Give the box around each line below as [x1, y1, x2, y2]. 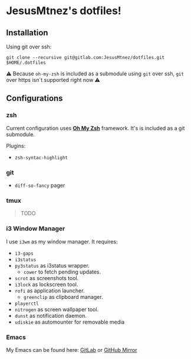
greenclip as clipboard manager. [23, 293, 103, 300]
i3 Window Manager [6, 225, 65, 233]
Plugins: [6, 142, 26, 149]
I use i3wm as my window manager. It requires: [6, 238, 118, 245]
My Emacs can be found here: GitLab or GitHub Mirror [6, 346, 137, 353]
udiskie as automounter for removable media [14, 318, 125, 325]
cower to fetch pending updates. [23, 268, 101, 275]
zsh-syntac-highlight [14, 154, 68, 160]
